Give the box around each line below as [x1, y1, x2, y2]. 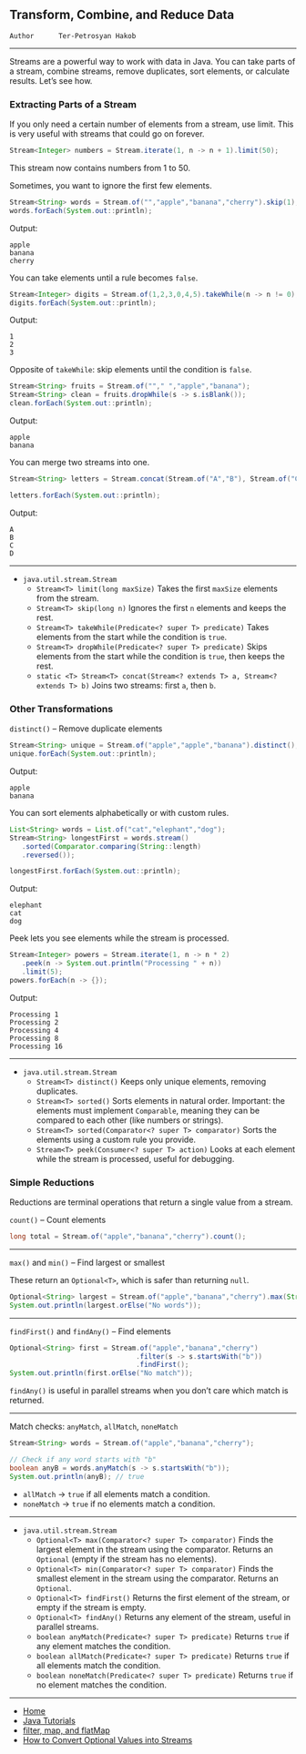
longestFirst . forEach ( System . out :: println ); [9, 867, 181, 876]
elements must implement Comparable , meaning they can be [36, 1105, 260, 1116]
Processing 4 [9, 1025, 59, 1035]
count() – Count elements [9, 1215, 107, 1226]
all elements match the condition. [36, 1659, 161, 1670]
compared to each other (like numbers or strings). [36, 1115, 224, 1126]
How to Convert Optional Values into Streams [22, 1734, 193, 1745]
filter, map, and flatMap [22, 1725, 111, 1736]
